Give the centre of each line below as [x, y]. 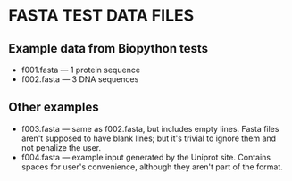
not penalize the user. [61, 147]
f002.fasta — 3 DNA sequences [80, 79]
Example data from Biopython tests [108, 49]
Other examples [54, 107]
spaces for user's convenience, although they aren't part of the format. [152, 167]
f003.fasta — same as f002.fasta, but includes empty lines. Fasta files [150, 128]
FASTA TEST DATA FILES [101, 16]
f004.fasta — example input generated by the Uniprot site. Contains [146, 157]
